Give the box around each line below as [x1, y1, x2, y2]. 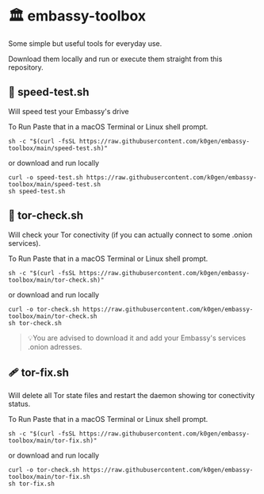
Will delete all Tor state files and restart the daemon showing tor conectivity [8, 391, 255, 400]
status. [8, 399, 31, 409]
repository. [8, 62, 44, 72]
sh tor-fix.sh [8, 480, 55, 488]
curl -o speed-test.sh [8, 173, 83, 182]
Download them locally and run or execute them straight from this [8, 54, 223, 63]
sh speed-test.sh [8, 187, 66, 195]
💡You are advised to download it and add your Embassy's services [27, 333, 247, 343]
